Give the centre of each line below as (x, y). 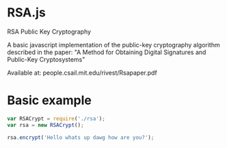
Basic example (50, 100)
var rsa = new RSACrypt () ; (45, 125)
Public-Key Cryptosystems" (46, 59)
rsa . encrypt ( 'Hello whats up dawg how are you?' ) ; (81, 137)
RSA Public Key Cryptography (49, 32)
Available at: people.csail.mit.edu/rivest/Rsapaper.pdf (82, 73)
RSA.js (26, 13)
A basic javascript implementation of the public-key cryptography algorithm (113, 45)
